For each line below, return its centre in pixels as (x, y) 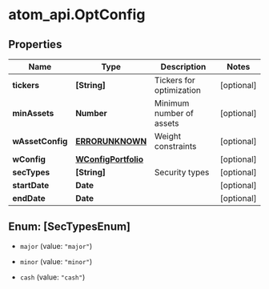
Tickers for (175, 80)
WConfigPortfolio (110, 159)
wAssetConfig (40, 141)
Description (183, 67)
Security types (182, 172)
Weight (168, 136)
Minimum (172, 103)
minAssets (33, 113)
